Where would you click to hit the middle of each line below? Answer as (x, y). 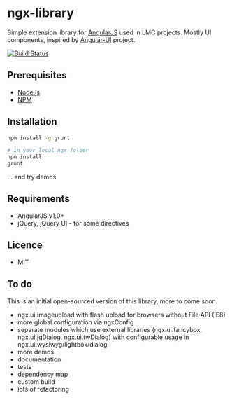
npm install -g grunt (39, 138)
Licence (25, 246)
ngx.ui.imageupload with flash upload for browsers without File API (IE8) (121, 315)
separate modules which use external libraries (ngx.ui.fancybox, (110, 329)
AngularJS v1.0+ (41, 216)
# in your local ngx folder (48, 151)
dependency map (43, 374)
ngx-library (41, 13)
